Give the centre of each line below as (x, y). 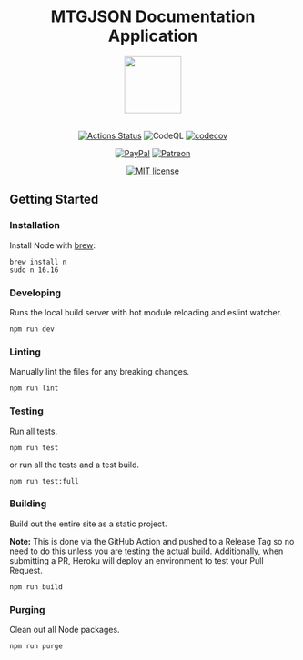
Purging (27, 609)
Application (153, 36)
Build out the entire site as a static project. (88, 524)
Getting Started (54, 200)
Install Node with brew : (52, 245)
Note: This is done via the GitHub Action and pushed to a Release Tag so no (152, 541)
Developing (35, 293)
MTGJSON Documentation (153, 17)
